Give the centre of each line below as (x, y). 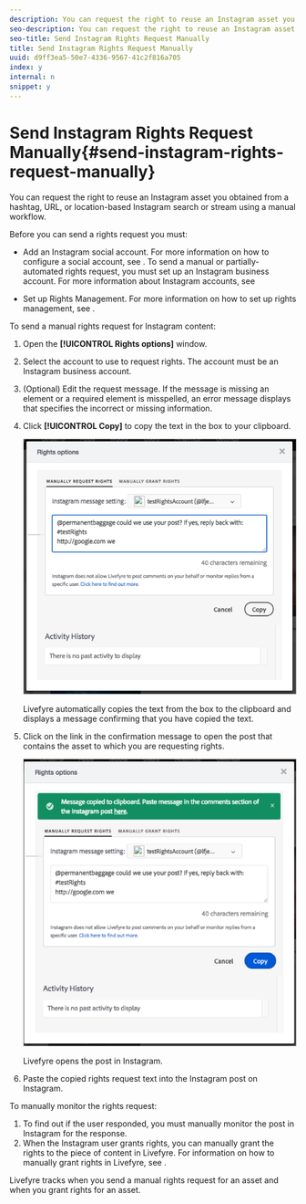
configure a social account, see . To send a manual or (123, 261)
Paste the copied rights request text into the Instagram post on (140, 1078)
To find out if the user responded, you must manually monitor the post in (158, 1124)
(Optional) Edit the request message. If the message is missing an (146, 389)
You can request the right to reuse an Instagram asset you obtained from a (149, 197)
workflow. (28, 216)
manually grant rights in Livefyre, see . (94, 1162)
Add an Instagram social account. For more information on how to (146, 252)
